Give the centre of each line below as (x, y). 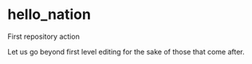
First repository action (44, 36)
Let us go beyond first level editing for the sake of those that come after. (126, 51)
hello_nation (49, 15)
